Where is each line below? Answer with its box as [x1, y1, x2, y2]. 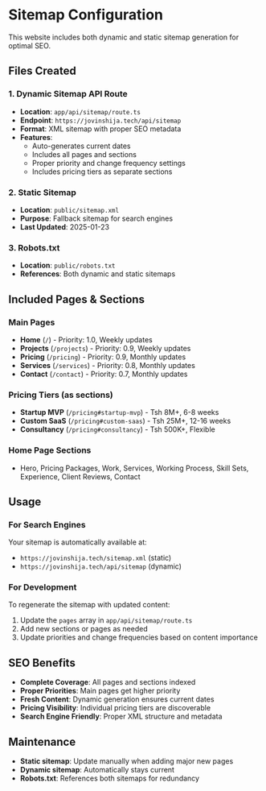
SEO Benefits [8, 656, 76, 669]
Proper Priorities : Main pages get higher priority [19, 686, 181, 696]
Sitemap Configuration [8, 6, 163, 24]
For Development [8, 582, 77, 593]
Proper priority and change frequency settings [31, 158, 186, 168]
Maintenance [8, 735, 76, 748]
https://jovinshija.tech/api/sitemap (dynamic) [19, 561, 182, 571]
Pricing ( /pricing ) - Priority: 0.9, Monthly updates [19, 352, 186, 362]
